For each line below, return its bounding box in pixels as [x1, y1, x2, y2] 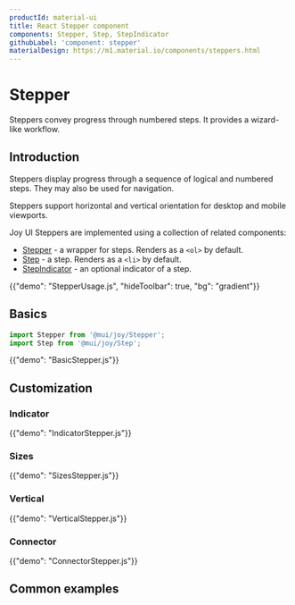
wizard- [250, 114, 280, 125]
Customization [9, 381, 94, 396]
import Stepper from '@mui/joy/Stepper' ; [9, 330, 166, 340]
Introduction [9, 149, 80, 165]
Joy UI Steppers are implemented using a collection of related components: [9, 227, 287, 238]
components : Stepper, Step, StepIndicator [9, 29, 169, 38]
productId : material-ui [9, 13, 98, 22]
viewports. [9, 209, 48, 220]
